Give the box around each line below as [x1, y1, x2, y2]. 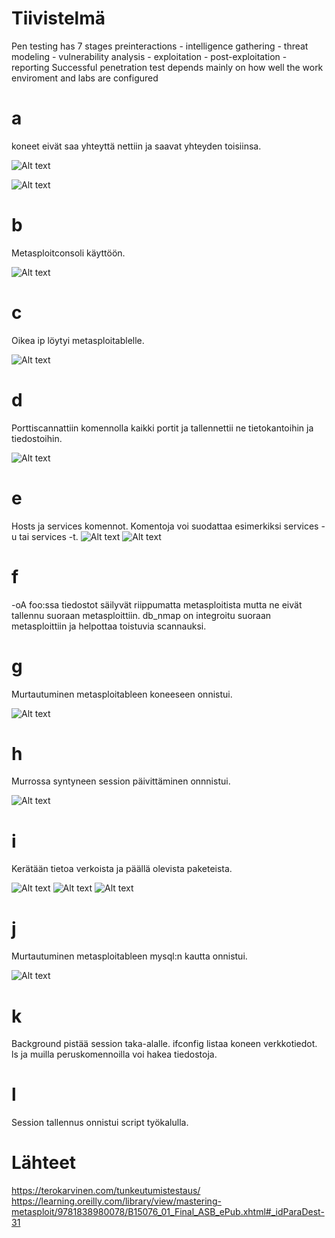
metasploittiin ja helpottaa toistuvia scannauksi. [11, 620, 207, 632]
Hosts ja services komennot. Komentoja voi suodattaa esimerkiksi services [11, 520, 319, 532]
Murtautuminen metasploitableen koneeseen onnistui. [11, 688, 233, 700]
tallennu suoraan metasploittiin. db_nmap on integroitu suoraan [11, 609, 272, 621]
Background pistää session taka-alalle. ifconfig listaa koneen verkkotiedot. [11, 1038, 318, 1050]
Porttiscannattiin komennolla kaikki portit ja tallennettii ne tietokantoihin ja [11, 422, 314, 434]
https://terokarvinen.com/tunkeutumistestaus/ [11, 1185, 201, 1197]
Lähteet [11, 1152, 77, 1174]
